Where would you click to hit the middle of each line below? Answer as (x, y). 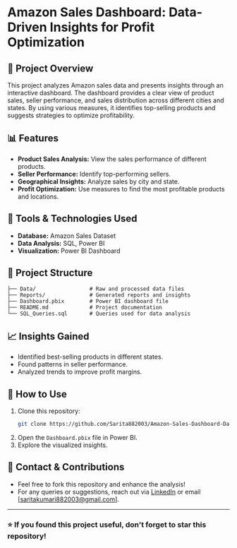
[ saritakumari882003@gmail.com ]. (68, 499)
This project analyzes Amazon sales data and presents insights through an (115, 85)
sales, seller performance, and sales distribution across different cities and (116, 100)
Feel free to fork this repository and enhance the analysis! (101, 484)
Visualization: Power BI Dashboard (69, 251)
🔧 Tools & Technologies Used (72, 219)
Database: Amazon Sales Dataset (67, 236)
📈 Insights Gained (48, 336)
